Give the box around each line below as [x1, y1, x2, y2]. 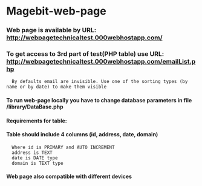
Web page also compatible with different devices [6, 173, 132, 180]
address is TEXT [11, 150, 53, 156]
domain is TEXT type [11, 160, 64, 166]
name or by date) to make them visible [6, 84, 107, 90]
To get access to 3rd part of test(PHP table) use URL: [6, 50, 165, 58]
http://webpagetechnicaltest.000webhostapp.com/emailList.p [6, 58, 196, 66]
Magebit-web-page [6, 4, 107, 18]
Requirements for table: [6, 117, 68, 124]
